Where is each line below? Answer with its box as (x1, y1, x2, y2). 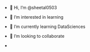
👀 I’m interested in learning (9, 14, 64, 20)
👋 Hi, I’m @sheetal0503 (9, 5, 57, 10)
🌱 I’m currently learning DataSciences (9, 24, 86, 29)
